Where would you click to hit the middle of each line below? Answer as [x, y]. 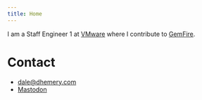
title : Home [25, 14]
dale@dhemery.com [47, 82]
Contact [31, 62]
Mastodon [32, 89]
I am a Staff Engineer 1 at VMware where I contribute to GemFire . [101, 34]
